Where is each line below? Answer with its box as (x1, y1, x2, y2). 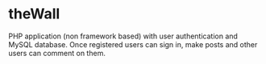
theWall (8, 5, 60, 23)
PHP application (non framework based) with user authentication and (8, 31, 238, 41)
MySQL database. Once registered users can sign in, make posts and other (8, 39, 258, 49)
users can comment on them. (8, 48, 106, 58)
